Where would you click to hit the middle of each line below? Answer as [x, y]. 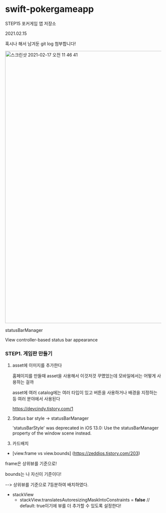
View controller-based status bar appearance [52, 340]
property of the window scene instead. [52, 433]
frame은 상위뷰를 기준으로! [31, 464]
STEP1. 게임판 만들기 [29, 353]
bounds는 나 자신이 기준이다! [33, 474]
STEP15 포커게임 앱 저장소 [31, 23]
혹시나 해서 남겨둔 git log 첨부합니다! [41, 44]
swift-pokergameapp [50, 9]
